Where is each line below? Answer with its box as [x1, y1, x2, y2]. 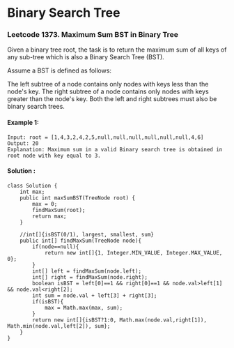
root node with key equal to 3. [7, 152, 101, 159]
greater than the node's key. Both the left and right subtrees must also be [7, 95, 217, 103]
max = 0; [32, 200, 58, 207]
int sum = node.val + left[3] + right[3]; [32, 292, 157, 299]
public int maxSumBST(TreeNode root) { [19, 194, 136, 202]
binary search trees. [7, 103, 65, 111]
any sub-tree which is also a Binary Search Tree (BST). [7, 53, 165, 61]
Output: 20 [7, 139, 39, 147]
